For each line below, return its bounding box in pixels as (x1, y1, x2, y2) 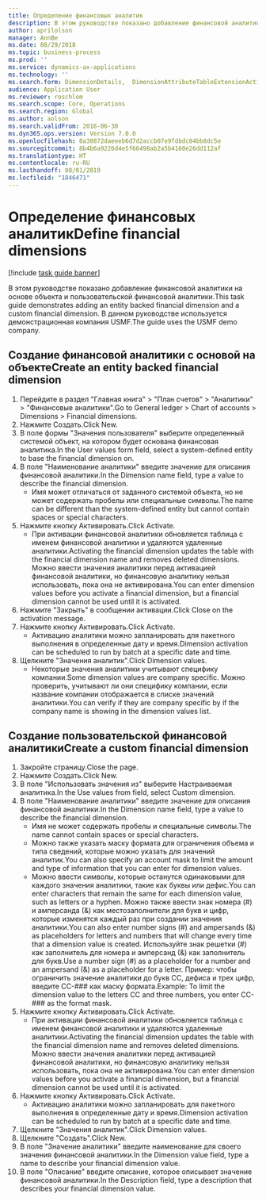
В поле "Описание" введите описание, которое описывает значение (19, 1167, 253, 1176)
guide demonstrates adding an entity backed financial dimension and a (8, 300, 240, 309)
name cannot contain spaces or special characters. (31, 830, 199, 839)
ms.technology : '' (8, 71, 69, 79)
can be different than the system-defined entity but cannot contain (31, 504, 249, 513)
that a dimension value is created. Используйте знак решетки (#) (31, 939, 248, 949)
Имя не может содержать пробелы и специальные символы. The (31, 822, 252, 831)
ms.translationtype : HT (8, 152, 87, 159)
